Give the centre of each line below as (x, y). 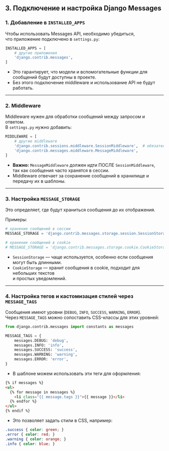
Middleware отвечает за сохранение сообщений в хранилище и (81, 175)
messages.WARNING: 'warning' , (46, 355)
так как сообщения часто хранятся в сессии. (61, 170)
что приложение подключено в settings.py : (52, 39)
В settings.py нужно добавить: (38, 127)
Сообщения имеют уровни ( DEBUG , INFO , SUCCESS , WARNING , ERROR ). (73, 312)
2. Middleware (23, 106)
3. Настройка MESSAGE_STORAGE (43, 199)
